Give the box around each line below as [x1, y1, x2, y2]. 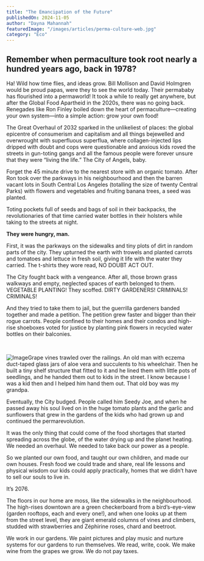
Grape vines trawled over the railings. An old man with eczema [27, 354, 185, 361]
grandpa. [6, 386, 29, 393]
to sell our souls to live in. [6, 473, 70, 481]
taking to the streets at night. [6, 218, 79, 226]
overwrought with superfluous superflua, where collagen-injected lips [6, 136, 181, 144]
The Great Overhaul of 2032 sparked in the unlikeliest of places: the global [6, 124, 194, 131]
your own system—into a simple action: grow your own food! [6, 112, 159, 119]
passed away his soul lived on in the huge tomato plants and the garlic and [6, 404, 194, 411]
